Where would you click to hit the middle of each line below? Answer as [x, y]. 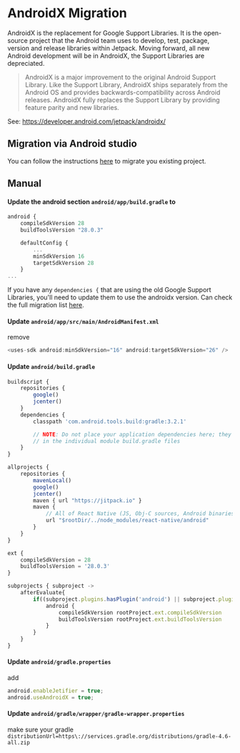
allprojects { [29, 467]
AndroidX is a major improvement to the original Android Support [120, 77]
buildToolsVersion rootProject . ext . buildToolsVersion [140, 619]
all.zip [19, 743]
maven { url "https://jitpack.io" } [87, 500]
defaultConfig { [45, 243]
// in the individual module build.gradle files [107, 441]
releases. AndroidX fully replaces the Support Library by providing [122, 100]
